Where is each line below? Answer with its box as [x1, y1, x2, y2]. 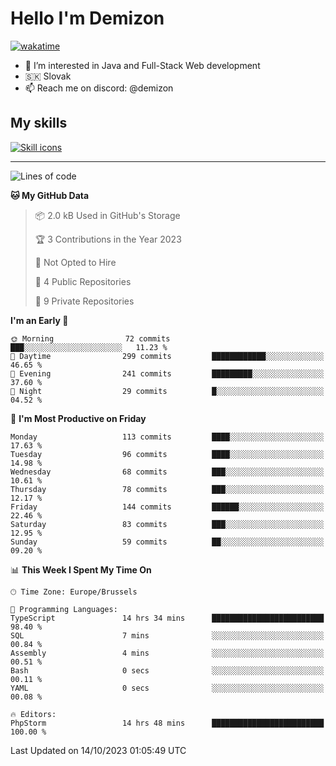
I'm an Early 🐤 [10, 314, 69, 326]
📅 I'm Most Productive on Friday [10, 412, 147, 424]
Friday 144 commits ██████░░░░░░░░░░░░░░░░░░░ [10, 502, 325, 512]
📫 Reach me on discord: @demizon [24, 82, 174, 94]
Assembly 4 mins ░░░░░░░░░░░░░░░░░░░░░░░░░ [10, 648, 325, 658]
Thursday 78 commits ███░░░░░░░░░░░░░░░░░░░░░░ [10, 484, 325, 494]
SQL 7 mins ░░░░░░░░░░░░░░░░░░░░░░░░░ [10, 630, 325, 641]
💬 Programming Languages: [10, 604, 118, 614]
